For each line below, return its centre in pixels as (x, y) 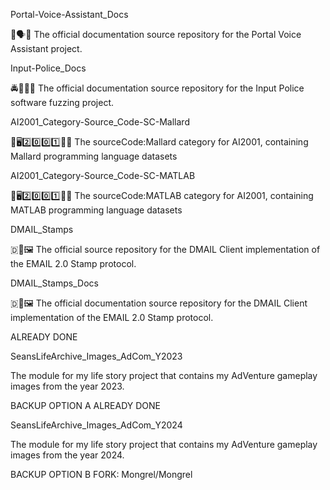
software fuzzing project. (62, 102)
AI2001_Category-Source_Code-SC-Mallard (100, 122)
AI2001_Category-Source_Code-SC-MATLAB (103, 175)
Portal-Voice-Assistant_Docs (69, 14)
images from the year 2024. (67, 455)
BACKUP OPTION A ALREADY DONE (86, 405)
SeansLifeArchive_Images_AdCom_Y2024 (96, 425)
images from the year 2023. (67, 386)
